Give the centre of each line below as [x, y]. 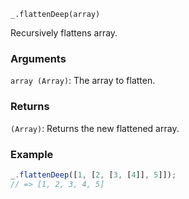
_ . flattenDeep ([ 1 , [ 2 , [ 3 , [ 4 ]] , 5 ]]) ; [93, 175]
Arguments [38, 58]
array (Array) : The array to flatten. [83, 81]
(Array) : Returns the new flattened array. [95, 128]
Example [32, 154]
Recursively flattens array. [64, 33]
